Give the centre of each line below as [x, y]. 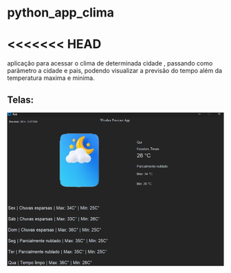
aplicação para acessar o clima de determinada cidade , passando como [110, 63]
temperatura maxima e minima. [51, 78]
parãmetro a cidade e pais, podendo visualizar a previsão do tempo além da [114, 71]
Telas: [21, 100]
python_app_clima [61, 13]
